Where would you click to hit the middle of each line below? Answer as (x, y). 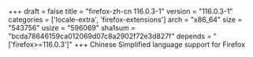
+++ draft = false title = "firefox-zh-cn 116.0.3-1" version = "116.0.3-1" (121, 11)
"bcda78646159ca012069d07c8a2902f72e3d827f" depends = (110, 36)
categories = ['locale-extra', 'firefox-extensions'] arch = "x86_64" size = (125, 20)
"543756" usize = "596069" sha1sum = (72, 28)
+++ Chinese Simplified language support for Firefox (160, 45)
